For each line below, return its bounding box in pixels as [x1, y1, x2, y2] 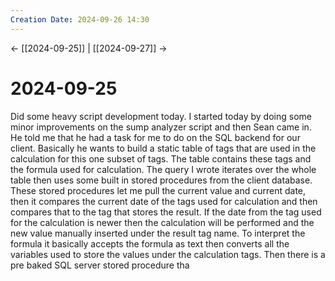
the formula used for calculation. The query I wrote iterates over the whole [10, 163, 317, 175]
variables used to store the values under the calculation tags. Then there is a [10, 248, 326, 260]
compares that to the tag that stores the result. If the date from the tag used [10, 206, 322, 218]
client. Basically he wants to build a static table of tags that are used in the [10, 142, 317, 154]
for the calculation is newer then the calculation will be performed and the [10, 216, 315, 228]
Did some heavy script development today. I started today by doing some [10, 110, 312, 122]
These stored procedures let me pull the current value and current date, [10, 184, 307, 196]
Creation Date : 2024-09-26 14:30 [10, 14, 150, 25]
